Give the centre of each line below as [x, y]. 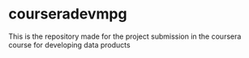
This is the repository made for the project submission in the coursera [125, 36]
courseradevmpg [68, 14]
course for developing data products [70, 44]
